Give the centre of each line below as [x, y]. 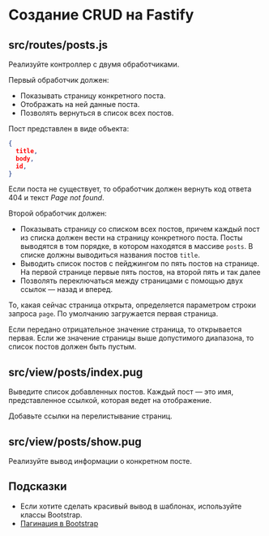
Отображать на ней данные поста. [80, 104]
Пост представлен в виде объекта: [69, 129]
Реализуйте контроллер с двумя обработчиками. [94, 64]
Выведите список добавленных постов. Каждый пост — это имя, [121, 392]
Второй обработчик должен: [58, 213]
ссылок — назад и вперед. [66, 289]
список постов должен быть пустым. [73, 347]
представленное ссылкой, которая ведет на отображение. [110, 401]
